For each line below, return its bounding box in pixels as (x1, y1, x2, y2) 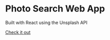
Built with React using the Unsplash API (5, 19, 88, 25)
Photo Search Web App (5, 3, 105, 14)
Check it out (5, 29, 31, 35)
